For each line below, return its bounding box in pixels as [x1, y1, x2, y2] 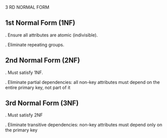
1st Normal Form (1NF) [5, 18, 75, 27]
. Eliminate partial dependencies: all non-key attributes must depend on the [5, 79, 160, 85]
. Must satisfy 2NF [5, 112, 43, 118]
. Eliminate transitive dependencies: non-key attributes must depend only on [5, 122, 162, 128]
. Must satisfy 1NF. [5, 69, 43, 75]
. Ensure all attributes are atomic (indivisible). [5, 32, 98, 38]
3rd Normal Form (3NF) [5, 99, 79, 107]
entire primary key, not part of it [5, 84, 71, 90]
